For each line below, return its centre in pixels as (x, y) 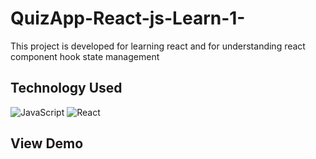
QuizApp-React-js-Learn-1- (128, 18)
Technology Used (66, 88)
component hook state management (85, 56)
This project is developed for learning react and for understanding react (158, 46)
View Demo (47, 143)
